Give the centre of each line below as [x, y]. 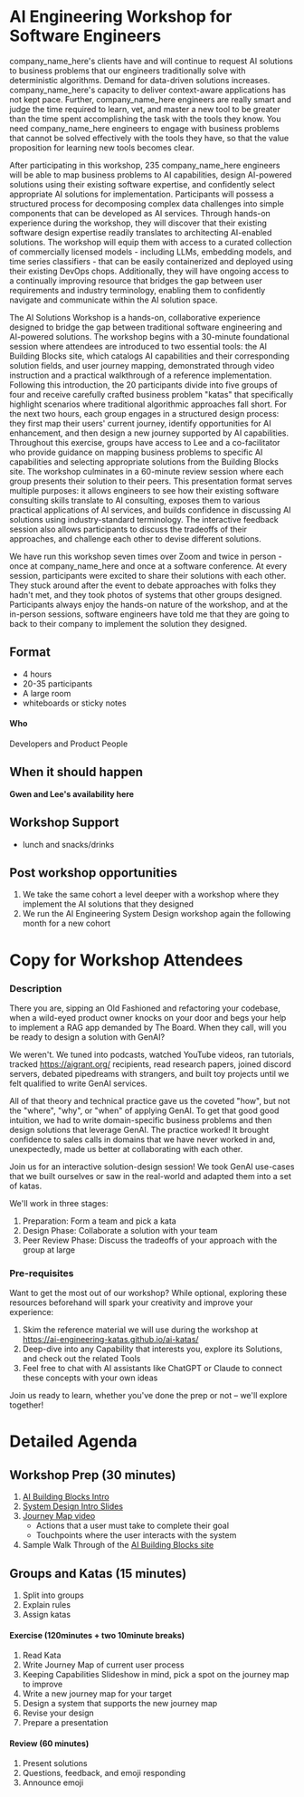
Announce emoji [53, 1783]
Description [36, 988]
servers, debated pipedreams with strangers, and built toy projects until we [149, 1073]
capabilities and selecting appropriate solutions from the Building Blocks [144, 461]
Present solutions [55, 1763]
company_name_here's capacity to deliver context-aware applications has [148, 90]
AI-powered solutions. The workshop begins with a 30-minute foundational [149, 336]
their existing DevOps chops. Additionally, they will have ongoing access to [149, 271]
